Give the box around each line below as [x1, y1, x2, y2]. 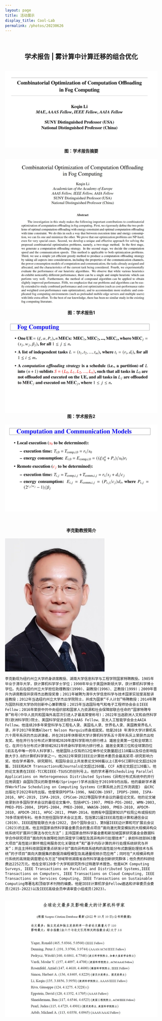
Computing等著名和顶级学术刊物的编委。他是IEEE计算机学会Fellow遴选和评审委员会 [5, 881, 151, 886]
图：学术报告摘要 [64, 148, 98, 154]
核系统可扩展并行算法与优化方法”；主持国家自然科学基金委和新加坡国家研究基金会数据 [5, 830, 151, 836]
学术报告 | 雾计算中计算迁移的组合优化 [24, 52, 138, 61]
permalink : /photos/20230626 [5, 23, 64, 28]
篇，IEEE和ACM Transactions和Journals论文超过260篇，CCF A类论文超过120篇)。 [5, 764, 153, 769]
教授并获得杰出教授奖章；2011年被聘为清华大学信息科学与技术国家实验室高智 [19, 692, 151, 696]
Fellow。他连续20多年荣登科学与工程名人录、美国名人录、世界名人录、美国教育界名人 [5, 723, 152, 727]
